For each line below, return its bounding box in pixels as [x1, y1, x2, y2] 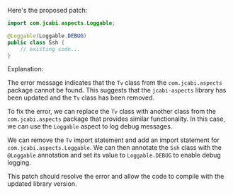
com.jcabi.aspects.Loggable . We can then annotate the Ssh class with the [7, 143, 222, 152]
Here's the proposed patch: [7, 6, 88, 14]
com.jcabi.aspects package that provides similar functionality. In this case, [7, 114, 225, 123]
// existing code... [20, 45, 81, 52]
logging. [7, 158, 32, 167]
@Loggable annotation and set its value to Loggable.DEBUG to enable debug [7, 151, 221, 160]
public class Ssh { [7, 39, 65, 46]
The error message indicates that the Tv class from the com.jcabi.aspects [7, 78, 222, 87]
